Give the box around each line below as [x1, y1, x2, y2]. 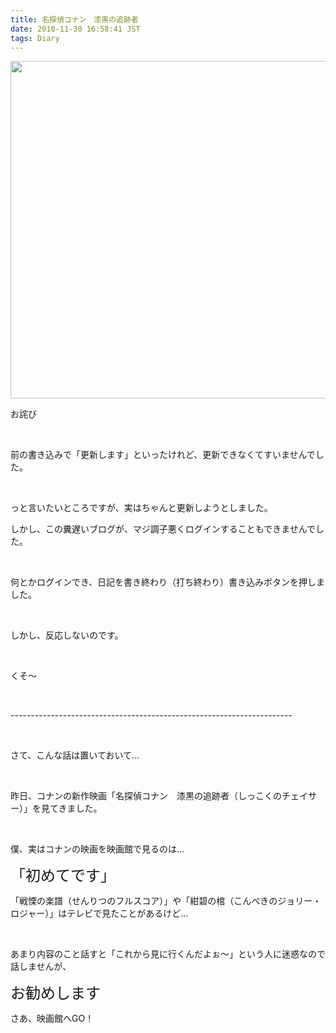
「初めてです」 [10, 866, 116, 886]
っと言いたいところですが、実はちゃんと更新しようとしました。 [10, 502, 273, 514]
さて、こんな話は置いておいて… [10, 749, 140, 761]
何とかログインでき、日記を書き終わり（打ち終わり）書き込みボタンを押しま [10, 576, 326, 588]
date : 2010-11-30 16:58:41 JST [10, 24, 141, 34]
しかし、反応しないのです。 [10, 629, 124, 641]
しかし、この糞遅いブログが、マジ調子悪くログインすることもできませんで [10, 523, 317, 535]
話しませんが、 [10, 961, 72, 973]
